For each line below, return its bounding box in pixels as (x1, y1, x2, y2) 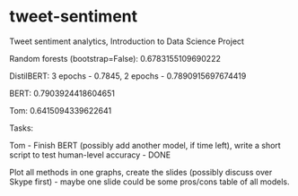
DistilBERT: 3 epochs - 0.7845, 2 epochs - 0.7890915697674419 (9, 70, 247, 81)
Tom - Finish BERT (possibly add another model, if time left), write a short (9, 140, 281, 150)
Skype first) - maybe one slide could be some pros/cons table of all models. (9, 176, 290, 187)
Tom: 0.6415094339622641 (9, 105, 112, 115)
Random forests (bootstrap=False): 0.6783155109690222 (9, 53, 222, 64)
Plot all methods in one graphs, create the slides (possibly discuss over (9, 166, 273, 177)
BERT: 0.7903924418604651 (9, 88, 115, 98)
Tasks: (9, 123, 34, 133)
